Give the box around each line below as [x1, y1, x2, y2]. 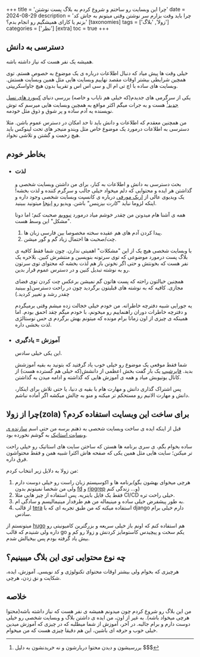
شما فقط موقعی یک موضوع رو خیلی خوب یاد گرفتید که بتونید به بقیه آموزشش [14, 361, 187, 368]
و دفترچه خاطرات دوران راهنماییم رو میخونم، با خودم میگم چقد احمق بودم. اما [14, 308, 187, 316]
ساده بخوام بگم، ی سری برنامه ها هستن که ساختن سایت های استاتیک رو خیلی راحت [6, 443, 192, 450]
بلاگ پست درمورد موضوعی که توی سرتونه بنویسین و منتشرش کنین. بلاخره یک [14, 253, 188, 261]
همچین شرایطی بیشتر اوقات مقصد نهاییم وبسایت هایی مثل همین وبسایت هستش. [6, 75, 186, 83]
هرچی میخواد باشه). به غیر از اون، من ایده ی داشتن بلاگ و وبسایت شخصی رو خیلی [6, 613, 190, 621]
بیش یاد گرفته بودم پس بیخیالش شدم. [6, 535, 90, 542]
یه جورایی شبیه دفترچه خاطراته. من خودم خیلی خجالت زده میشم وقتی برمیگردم [14, 302, 192, 309]
